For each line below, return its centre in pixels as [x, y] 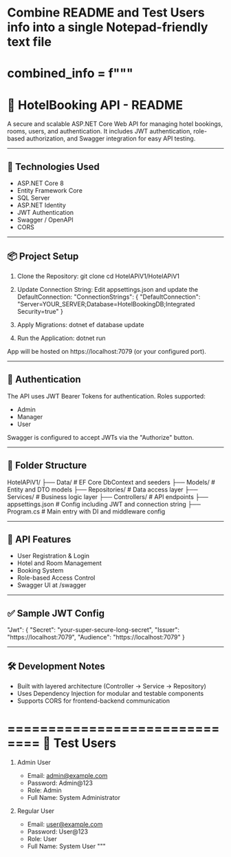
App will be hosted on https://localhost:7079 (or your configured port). [107, 351]
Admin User [34, 762]
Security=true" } [40, 311]
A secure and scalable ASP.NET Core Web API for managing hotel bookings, [115, 124]
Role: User [42, 838]
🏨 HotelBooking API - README [95, 105]
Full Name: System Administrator [74, 797]
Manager [30, 416]
